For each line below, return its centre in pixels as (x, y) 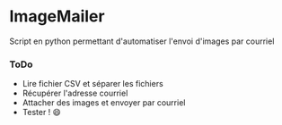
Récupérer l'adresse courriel (75, 93)
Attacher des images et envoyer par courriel (104, 103)
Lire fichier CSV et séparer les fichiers (93, 84)
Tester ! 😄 (41, 112)
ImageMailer (57, 17)
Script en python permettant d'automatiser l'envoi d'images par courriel (142, 41)
